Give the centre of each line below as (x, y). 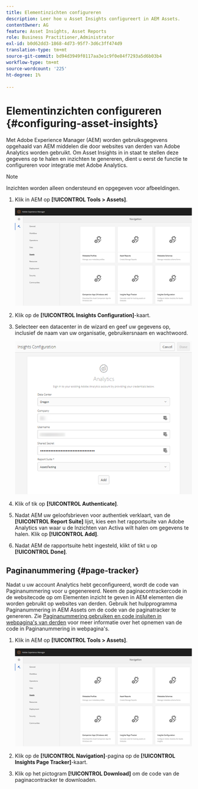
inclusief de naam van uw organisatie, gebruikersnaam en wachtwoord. (101, 333)
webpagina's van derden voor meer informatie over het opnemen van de (94, 623)
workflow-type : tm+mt (33, 62)
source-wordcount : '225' (37, 69)
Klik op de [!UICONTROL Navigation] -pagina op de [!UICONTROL (95, 756)
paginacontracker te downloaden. (56, 780)
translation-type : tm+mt (37, 50)
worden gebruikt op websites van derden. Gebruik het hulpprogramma (92, 604)
